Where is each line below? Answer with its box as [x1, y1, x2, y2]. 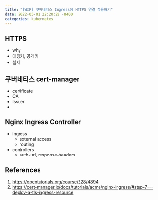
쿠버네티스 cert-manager [5, 75, 79, 83]
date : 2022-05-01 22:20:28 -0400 [5, 12, 73, 17]
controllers [12, 146, 34, 152]
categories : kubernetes [5, 16, 54, 21]
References [5, 166, 41, 174]
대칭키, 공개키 [12, 53, 39, 59]
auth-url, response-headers [19, 152, 76, 157]
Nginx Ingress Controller [5, 118, 81, 126]
